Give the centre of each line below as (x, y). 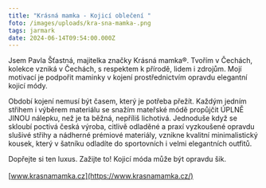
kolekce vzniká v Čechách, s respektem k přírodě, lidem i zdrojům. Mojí (125, 69)
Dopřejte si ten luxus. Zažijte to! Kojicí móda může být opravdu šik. (117, 159)
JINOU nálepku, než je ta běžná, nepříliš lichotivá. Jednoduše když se (123, 118)
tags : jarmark (32, 30)
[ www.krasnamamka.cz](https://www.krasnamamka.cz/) (101, 176)
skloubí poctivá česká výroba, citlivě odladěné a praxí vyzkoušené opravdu (131, 127)
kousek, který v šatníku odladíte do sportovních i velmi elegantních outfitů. (130, 143)
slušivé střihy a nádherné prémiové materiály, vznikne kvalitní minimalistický (133, 135)
